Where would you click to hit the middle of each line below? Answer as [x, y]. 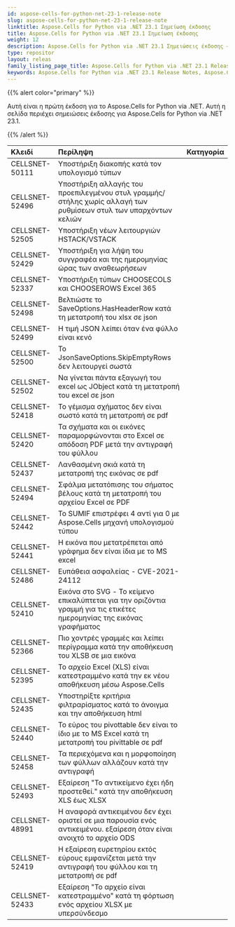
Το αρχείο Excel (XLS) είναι [104, 667]
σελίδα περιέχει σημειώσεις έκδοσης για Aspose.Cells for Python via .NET [115, 114]
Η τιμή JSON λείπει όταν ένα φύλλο [118, 328]
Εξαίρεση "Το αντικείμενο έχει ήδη [116, 783]
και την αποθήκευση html [100, 713]
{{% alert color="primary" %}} [51, 93]
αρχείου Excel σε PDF [94, 502]
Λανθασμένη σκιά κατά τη [102, 464]
